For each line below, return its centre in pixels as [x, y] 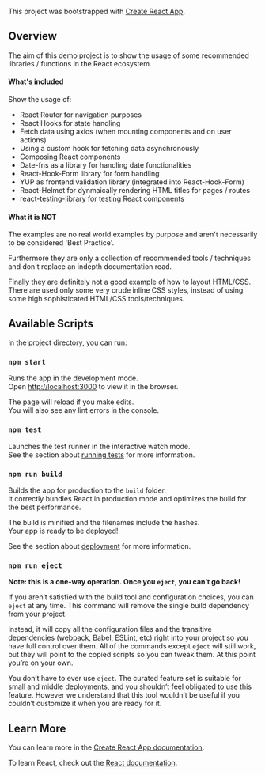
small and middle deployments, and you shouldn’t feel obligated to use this [130, 686]
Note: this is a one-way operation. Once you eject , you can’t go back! [125, 582]
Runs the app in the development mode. [73, 378]
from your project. [38, 614]
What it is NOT [32, 217]
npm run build [35, 474]
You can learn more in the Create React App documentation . [106, 747]
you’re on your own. [41, 663]
